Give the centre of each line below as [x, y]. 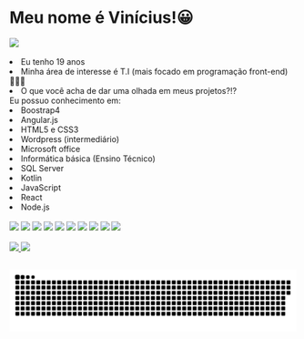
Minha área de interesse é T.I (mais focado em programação [134, 71]
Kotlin [32, 178]
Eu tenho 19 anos [53, 61]
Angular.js [40, 119]
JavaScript [41, 187]
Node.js [35, 207]
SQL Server [43, 168]
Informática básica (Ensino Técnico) [89, 159]
